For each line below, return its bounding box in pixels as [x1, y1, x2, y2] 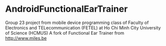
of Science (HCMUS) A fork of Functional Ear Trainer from [5, 30, 125, 36]
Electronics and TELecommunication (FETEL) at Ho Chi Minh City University [5, 24, 161, 30]
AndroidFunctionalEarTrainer [5, 3, 128, 15]
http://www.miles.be [5, 35, 47, 41]
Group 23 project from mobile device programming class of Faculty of [5, 20, 149, 25]
